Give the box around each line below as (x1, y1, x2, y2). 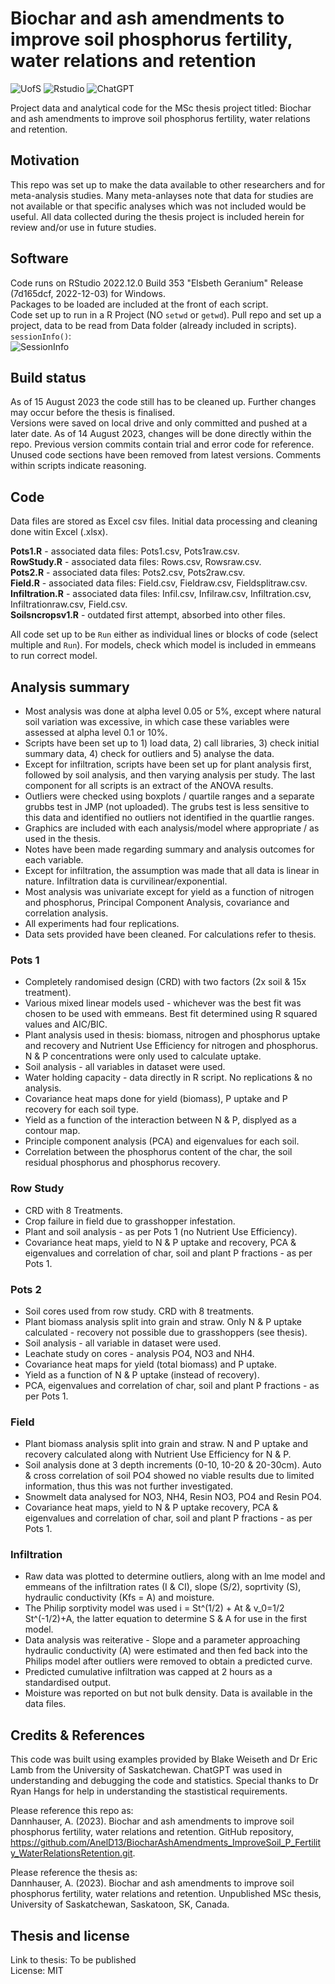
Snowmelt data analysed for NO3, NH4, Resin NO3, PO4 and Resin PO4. (24, 1491, 322, 1503)
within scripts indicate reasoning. (10, 460, 147, 472)
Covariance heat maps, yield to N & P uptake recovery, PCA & (24, 1502, 279, 1514)
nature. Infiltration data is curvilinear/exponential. (24, 875, 228, 887)
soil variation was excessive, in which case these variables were (24, 716, 290, 727)
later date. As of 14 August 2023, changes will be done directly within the (10, 428, 312, 440)
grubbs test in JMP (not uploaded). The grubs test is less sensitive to (24, 801, 310, 812)
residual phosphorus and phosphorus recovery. (24, 1157, 221, 1169)
